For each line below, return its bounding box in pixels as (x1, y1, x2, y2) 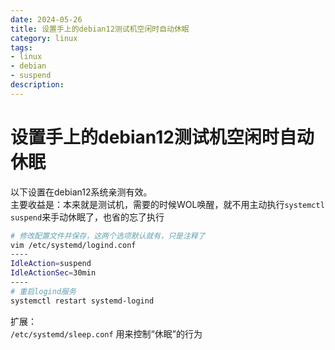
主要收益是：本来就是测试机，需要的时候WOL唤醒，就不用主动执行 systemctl (10, 198, 325, 210)
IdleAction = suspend (10, 259, 92, 269)
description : (10, 80, 65, 90)
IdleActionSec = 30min (10, 268, 97, 278)
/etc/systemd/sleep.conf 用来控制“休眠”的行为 (10, 327, 203, 340)
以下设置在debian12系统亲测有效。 (10, 186, 153, 198)
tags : (10, 42, 33, 53)
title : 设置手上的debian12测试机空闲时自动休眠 (10, 24, 190, 34)
